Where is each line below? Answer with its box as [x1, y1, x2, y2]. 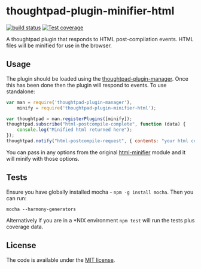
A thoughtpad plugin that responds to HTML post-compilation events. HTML [6, 35, 194, 42]
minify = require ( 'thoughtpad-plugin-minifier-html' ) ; [17, 105, 157, 111]
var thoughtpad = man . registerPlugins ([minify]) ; [6, 115, 133, 122]
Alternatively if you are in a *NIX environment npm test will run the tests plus [6, 216, 195, 224]
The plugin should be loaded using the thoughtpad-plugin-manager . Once [6, 75, 188, 82]
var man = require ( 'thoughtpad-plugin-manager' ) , [6, 99, 133, 105]
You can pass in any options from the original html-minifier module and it [6, 148, 186, 156]
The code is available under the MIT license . [6, 256, 115, 264]
